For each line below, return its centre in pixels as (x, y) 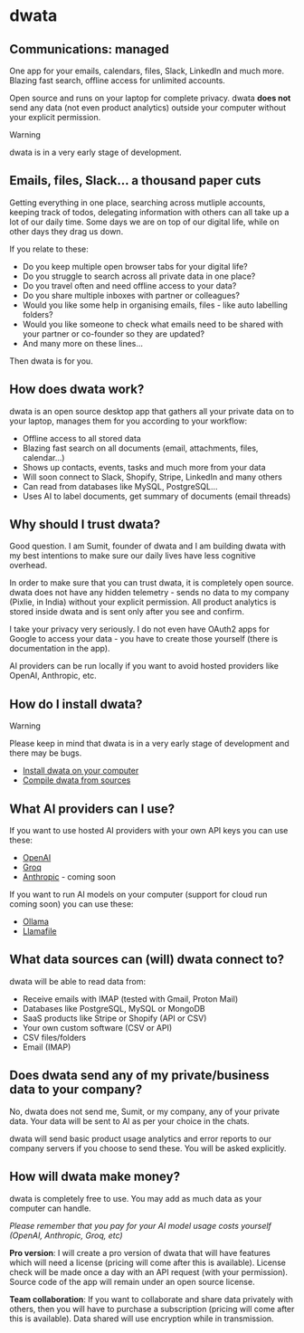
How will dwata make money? (95, 1177)
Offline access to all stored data (82, 438)
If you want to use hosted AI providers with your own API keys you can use (149, 831)
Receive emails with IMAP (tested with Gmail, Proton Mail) (130, 999)
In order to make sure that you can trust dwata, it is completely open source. (152, 583)
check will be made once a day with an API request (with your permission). (148, 1271)
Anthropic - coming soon (69, 877)
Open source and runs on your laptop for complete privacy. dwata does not (150, 98)
